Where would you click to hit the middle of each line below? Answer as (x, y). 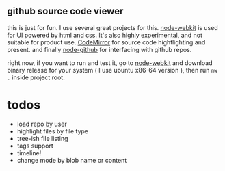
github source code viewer (65, 11)
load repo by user (42, 124)
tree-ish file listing (42, 138)
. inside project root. (36, 77)
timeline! (29, 153)
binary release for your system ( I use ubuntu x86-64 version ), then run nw (112, 70)
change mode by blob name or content (72, 160)
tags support (35, 146)
